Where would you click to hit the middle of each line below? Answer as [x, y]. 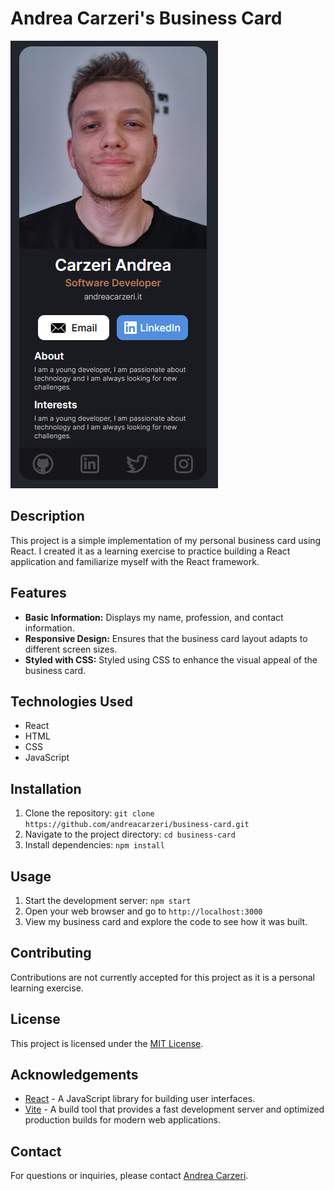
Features [38, 593]
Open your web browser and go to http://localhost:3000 [143, 911]
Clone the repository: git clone [89, 813]
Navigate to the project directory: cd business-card [130, 834]
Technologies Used [71, 701]
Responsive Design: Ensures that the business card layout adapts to [166, 638]
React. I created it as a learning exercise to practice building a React [150, 551]
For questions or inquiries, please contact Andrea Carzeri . [129, 1176]
